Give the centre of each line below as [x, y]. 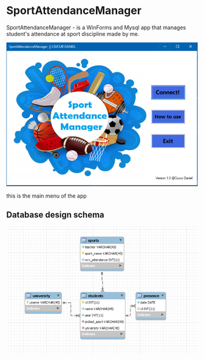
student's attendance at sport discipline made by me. [73, 33]
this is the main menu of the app [46, 196]
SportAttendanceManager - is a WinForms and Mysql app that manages [96, 27]
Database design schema [55, 215]
